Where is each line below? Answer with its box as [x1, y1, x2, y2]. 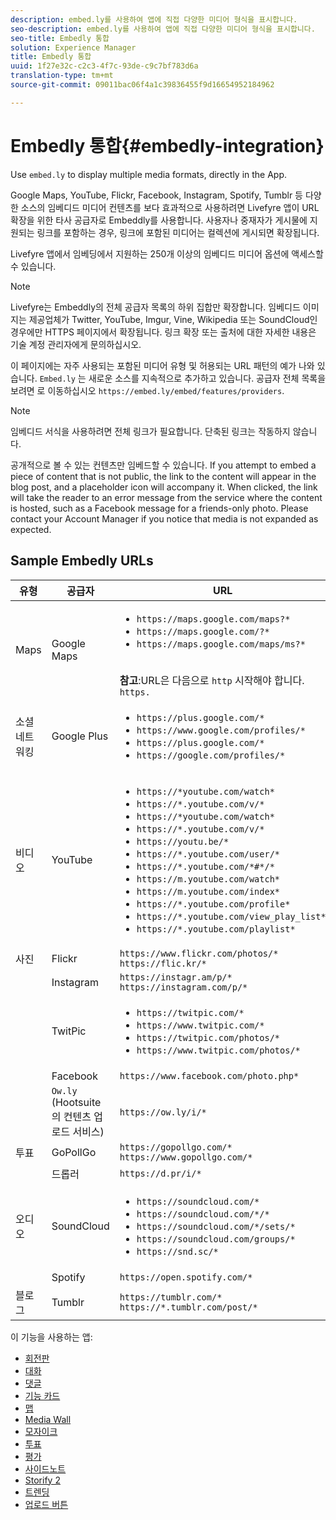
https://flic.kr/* [119, 957, 207, 969]
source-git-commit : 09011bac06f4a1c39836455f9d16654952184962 [10, 80, 275, 90]
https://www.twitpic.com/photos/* [136, 1044, 301, 1056]
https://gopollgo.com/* [119, 1141, 233, 1153]
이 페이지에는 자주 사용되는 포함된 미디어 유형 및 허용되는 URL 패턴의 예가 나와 [10, 359, 315, 371]
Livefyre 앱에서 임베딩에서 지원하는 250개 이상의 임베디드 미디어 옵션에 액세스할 [10, 247, 324, 260]
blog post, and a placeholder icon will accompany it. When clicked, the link [10, 481, 318, 493]
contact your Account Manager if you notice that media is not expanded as [10, 512, 319, 525]
